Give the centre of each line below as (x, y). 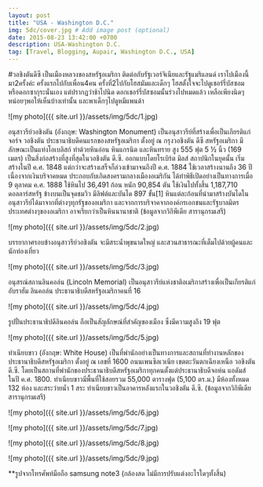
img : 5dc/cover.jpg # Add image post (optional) (89, 30)
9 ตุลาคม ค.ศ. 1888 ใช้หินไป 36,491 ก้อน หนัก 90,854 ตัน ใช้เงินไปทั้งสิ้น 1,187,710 (123, 185)
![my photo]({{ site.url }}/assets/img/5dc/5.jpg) (84, 337)
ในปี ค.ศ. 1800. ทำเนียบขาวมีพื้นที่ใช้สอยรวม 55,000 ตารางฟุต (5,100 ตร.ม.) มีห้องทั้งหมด (129, 379)
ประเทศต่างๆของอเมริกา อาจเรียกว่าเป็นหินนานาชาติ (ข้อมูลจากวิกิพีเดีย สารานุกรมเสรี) (117, 211)
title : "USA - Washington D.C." (61, 23)
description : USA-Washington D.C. (65, 45)
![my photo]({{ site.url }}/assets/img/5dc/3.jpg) (84, 267)
